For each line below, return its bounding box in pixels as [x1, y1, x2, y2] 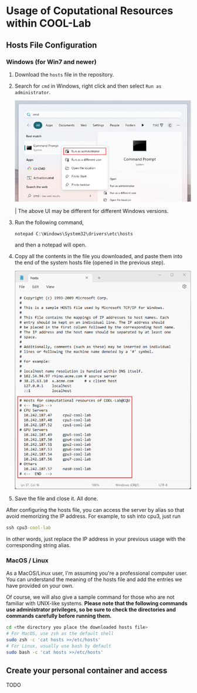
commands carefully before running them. [6, 612, 112, 619]
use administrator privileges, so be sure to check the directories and [6, 606, 176, 613]
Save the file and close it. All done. [14, 495, 98, 502]
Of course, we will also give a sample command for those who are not [6, 594, 175, 601]
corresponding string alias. [6, 542, 71, 549]
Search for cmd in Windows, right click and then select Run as [14, 82, 162, 89]
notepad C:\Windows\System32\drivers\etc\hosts [14, 231, 133, 236]
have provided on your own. [6, 582, 74, 589]
